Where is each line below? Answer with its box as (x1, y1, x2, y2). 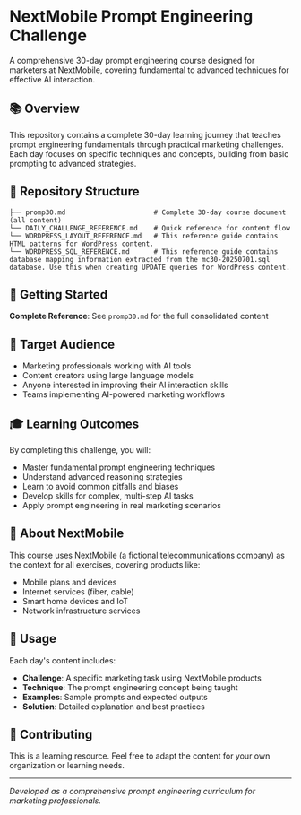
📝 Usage (9, 631, 56, 646)
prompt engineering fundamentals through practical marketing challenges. (9, 139, 284, 150)
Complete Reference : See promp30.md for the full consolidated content (9, 311, 269, 322)
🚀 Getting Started (9, 287, 108, 302)
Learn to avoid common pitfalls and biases (21, 481, 179, 491)
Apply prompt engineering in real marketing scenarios (21, 500, 222, 510)
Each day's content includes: (9, 655, 116, 665)
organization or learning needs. (9, 760, 125, 771)
